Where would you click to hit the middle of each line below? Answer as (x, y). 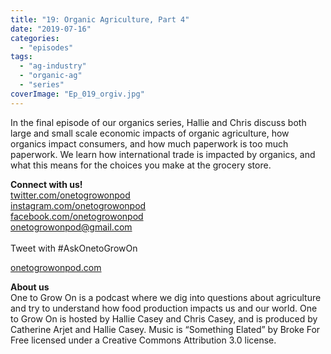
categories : (35, 38)
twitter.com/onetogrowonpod (70, 195)
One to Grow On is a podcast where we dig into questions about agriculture (166, 297)
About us (30, 287)
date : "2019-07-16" (51, 29)
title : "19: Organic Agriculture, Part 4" (100, 19)
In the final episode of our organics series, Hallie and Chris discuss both (158, 122)
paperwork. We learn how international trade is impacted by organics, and (163, 154)
